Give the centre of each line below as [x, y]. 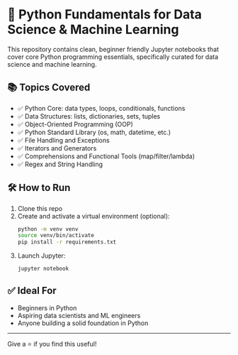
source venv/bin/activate [56, 236]
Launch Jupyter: [41, 256]
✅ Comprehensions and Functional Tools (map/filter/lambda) [106, 156]
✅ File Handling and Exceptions [63, 140]
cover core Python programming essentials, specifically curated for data [113, 57]
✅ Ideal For [32, 291]
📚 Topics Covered [49, 88]
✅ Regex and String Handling [60, 164]
